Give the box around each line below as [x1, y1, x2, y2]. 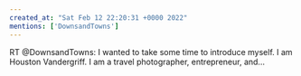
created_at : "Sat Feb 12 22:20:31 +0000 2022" [9, 13, 188, 23]
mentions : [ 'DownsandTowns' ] [9, 22, 119, 31]
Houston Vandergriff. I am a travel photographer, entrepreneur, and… [9, 56, 265, 67]
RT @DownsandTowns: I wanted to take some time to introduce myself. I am [9, 46, 293, 57]
